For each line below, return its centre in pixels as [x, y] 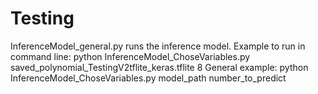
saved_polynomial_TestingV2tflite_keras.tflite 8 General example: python [159, 67]
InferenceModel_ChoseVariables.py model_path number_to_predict [148, 78]
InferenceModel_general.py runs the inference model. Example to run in [158, 46]
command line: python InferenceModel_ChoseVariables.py [130, 56]
